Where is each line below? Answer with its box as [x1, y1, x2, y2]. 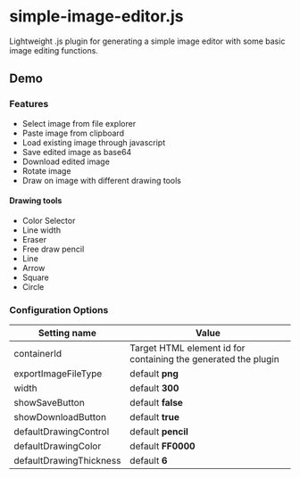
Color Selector [21, 215, 76, 226]
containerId [13, 348, 62, 360]
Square [21, 272, 49, 283]
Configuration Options [9, 303, 109, 316]
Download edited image [21, 156, 110, 167]
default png [129, 367, 179, 380]
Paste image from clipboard [21, 128, 125, 138]
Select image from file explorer [21, 118, 137, 128]
